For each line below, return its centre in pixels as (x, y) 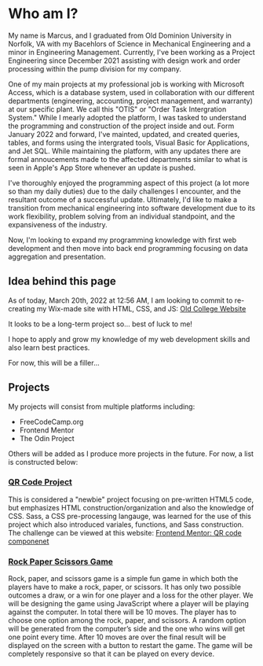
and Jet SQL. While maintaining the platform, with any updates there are (124, 151)
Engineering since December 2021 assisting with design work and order (124, 61)
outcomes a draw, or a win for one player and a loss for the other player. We (131, 595)
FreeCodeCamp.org (51, 421)
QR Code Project (40, 482)
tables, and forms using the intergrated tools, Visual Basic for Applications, (129, 142)
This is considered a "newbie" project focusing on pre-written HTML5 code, (131, 499)
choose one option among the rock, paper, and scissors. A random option (127, 620)
